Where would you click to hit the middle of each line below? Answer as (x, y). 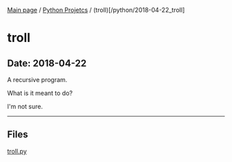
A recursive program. (37, 80)
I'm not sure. (25, 107)
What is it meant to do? (40, 93)
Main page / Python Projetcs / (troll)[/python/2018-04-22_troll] (96, 10)
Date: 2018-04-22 (47, 63)
